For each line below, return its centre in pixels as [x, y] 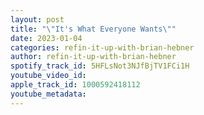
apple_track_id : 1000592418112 [75, 85]
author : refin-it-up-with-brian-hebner [93, 57]
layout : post [37, 19]
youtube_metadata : [48, 94]
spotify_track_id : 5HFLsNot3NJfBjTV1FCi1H [100, 66]
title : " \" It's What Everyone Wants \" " [93, 29]
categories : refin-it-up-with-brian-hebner [102, 47]
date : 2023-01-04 [46, 38]
